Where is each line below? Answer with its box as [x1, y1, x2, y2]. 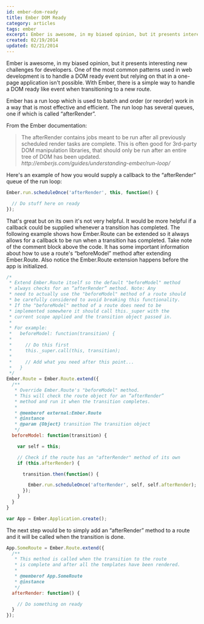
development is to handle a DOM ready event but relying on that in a [6, 72, 177, 80]
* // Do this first [8, 342, 69, 348]
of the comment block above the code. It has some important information [6, 243, 189, 250]
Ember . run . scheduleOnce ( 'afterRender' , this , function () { [6, 189, 159, 195]
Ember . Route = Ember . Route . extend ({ [6, 376, 99, 382]
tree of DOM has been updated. [21, 153, 101, 160]
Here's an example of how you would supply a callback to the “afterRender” [6, 171, 196, 178]
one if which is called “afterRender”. [6, 110, 96, 117]
